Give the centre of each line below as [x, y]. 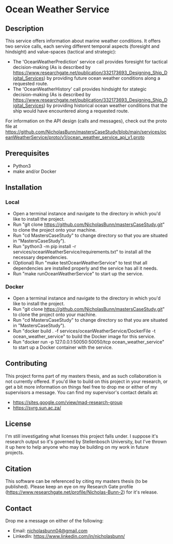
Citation [19, 469]
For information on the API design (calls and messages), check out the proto [86, 121]
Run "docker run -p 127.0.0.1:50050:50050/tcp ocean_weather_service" [89, 342]
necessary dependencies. [40, 257]
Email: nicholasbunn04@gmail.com [50, 531]
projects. [15, 453]
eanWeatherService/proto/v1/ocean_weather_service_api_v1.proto [75, 137]
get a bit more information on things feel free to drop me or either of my [81, 387]
